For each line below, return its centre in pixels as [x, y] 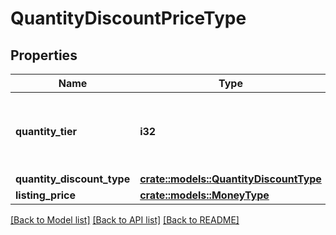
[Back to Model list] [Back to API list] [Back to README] [125, 220]
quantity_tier [46, 131]
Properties [44, 55]
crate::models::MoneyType [204, 195]
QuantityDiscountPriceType [128, 18]
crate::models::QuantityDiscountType [230, 179]
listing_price [46, 195]
